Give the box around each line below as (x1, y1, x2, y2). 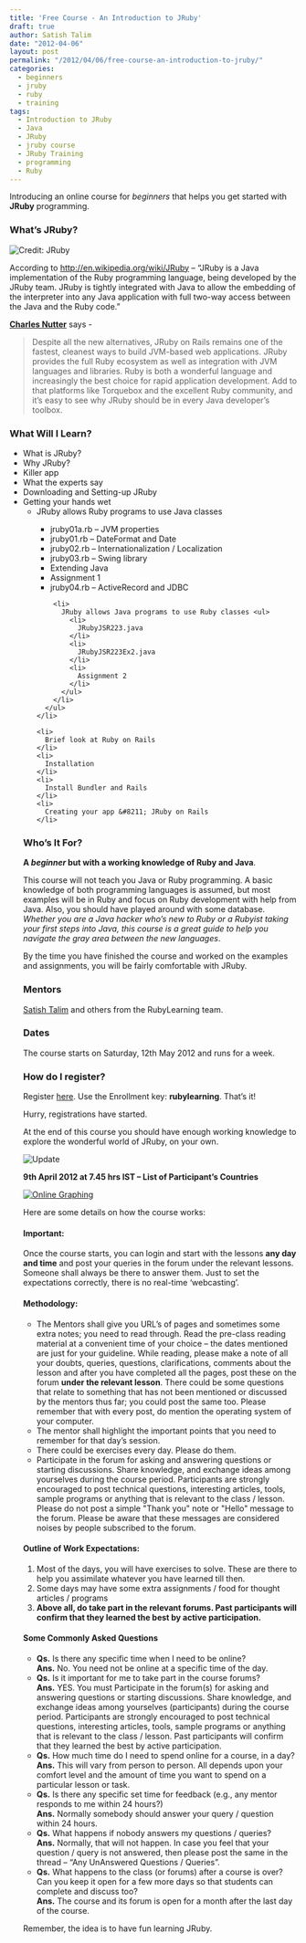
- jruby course (17, 141, 76, 150)
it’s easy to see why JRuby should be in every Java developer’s (31, 394, 270, 405)
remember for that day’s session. (36, 1434, 161, 1445)
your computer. (36, 1415, 94, 1426)
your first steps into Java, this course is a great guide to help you (22, 923, 269, 934)
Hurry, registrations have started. (22, 1108, 148, 1119)
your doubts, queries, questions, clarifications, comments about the (36, 1357, 291, 1368)
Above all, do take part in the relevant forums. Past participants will (36, 1602, 297, 1612)
